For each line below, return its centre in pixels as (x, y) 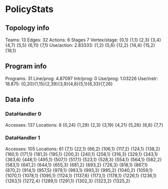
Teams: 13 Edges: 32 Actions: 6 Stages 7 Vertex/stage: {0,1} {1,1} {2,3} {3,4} (83, 40)
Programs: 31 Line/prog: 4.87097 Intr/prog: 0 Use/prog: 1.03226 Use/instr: (81, 78)
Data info (20, 100)
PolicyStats (29, 9)
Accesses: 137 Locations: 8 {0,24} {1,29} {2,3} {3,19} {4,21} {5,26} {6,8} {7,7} (85, 125)
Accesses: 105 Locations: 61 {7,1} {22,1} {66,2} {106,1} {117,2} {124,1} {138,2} (83, 149)
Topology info (27, 28)
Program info (26, 66)
